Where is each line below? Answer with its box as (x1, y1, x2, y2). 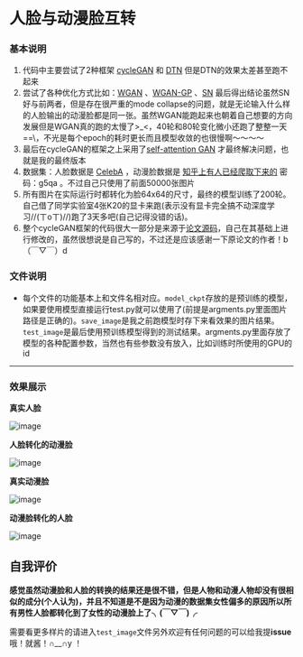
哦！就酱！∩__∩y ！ (9, 637, 83, 648)
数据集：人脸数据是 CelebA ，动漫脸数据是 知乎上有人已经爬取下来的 (22, 166, 278, 177)
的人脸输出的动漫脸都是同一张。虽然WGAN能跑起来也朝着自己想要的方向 (22, 110, 293, 121)
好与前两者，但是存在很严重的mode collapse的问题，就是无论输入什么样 (22, 98, 291, 109)
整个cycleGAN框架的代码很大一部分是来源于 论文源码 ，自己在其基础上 (22, 223, 281, 234)
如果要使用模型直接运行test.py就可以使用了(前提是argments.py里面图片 (22, 303, 287, 314)
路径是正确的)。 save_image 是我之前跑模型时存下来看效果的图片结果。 (22, 315, 280, 326)
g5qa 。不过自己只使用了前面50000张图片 (38, 178, 196, 189)
